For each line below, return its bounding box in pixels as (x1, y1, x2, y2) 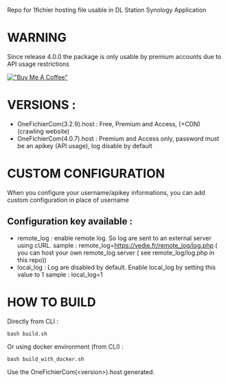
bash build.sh (7, 330, 48, 337)
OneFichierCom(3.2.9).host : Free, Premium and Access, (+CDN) (16, 119, 201, 128)
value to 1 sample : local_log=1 (16, 270, 103, 279)
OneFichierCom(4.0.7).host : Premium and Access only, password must (16, 134, 220, 143)
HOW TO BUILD (7, 294, 96, 310)
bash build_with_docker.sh (7, 356, 84, 362)
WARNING (7, 30, 67, 45)
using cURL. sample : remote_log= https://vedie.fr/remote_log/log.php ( (16, 241, 218, 249)
